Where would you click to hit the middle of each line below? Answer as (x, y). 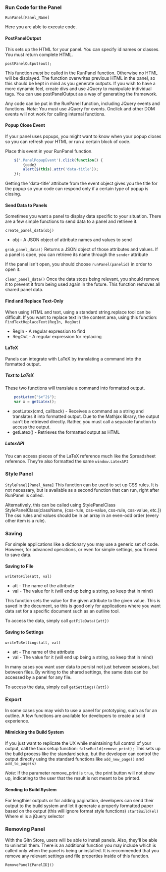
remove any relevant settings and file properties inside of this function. (77, 856)
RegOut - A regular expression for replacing (57, 336)
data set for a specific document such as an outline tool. (62, 611)
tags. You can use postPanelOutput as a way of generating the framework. (81, 94)
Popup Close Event (25, 125)
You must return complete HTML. (39, 54)
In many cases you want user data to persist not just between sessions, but (82, 667)
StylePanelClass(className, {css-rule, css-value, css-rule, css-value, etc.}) (83, 510)
